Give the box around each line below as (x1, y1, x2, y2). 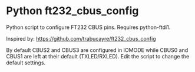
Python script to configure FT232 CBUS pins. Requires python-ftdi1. (6, 24, 171, 31)
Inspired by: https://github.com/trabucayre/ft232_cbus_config (6, 35, 156, 42)
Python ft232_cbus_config (6, 4, 139, 18)
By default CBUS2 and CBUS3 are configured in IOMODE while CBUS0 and (6, 46, 189, 54)
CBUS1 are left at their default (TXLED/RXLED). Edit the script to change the (6, 53, 190, 60)
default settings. (6, 59, 46, 66)
